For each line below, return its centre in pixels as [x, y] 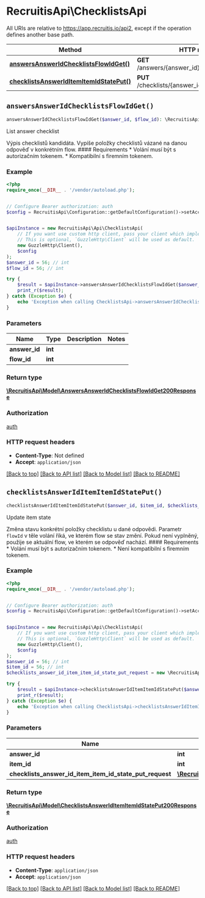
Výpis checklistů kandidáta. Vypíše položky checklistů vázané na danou [97, 143]
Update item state [29, 517]
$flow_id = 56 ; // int [35, 268]
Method [70, 49]
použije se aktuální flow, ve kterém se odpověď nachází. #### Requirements [103, 542]
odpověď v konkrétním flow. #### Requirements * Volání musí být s [91, 149]
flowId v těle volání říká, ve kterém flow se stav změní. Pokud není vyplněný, [103, 535]
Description [84, 339]
